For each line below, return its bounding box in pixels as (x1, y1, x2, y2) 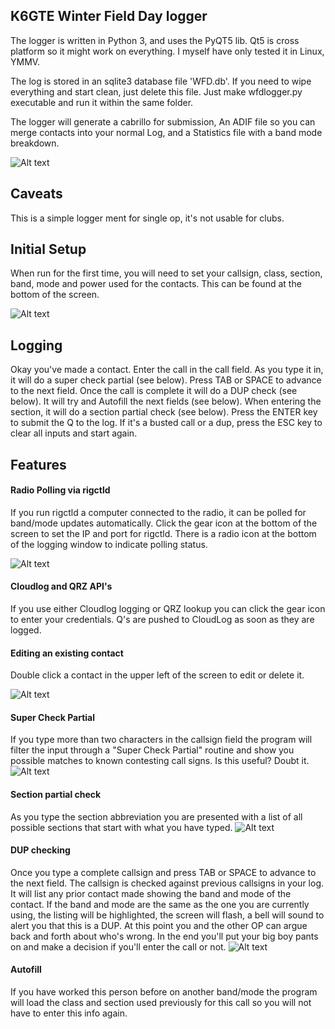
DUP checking (10, 844, 71, 856)
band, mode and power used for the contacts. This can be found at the (10, 278, 302, 290)
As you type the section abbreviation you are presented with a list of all (10, 810, 303, 823)
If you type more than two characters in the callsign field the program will (10, 734, 313, 746)
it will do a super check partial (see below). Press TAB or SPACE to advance (10, 374, 322, 386)
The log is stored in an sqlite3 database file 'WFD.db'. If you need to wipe (10, 75, 312, 87)
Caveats (10, 185, 63, 203)
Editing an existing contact (10, 647, 124, 659)
